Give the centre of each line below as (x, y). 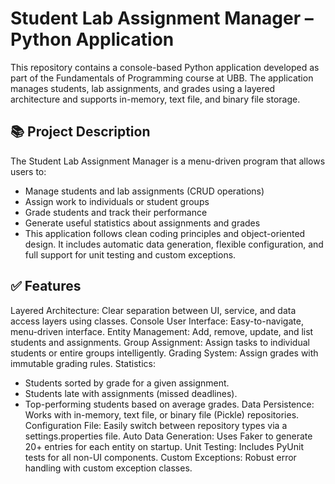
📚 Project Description (80, 132)
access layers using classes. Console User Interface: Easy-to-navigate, (157, 321)
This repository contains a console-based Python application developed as (165, 67)
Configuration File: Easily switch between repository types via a (156, 425)
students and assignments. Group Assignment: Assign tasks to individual (160, 342)
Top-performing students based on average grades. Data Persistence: (169, 404)
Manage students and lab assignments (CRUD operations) (144, 191)
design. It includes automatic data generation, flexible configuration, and (174, 244)
